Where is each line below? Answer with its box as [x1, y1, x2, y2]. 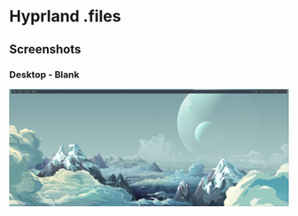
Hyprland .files [9, 6, 122, 27]
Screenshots [9, 42, 82, 57]
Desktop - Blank [9, 68, 80, 81]
